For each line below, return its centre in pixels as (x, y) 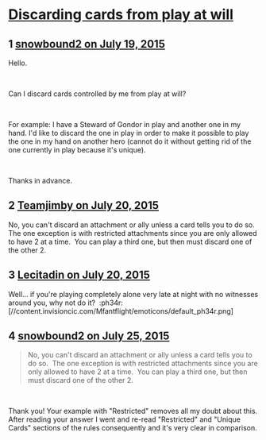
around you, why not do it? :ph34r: (66, 303)
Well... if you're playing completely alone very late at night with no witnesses (133, 294)
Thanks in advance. (40, 181)
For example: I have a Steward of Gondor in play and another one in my (124, 124)
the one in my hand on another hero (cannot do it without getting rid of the (130, 141)
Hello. (18, 63)
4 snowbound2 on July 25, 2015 (89, 336)
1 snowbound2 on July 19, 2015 (87, 44)
